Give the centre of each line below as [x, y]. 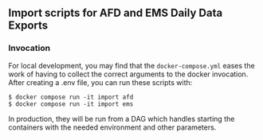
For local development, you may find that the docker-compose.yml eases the [131, 65]
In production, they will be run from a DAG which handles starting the [122, 119]
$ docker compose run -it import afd [71, 97]
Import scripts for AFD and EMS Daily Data [116, 13]
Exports [28, 26]
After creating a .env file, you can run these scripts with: [100, 82]
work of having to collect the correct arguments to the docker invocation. [128, 74]
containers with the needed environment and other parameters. [112, 127]
